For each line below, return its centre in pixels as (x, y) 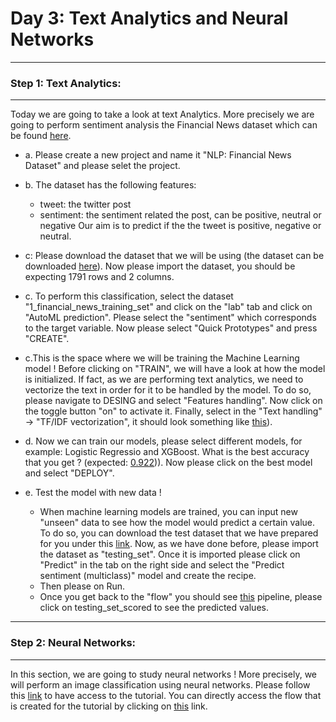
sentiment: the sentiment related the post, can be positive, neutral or (180, 215)
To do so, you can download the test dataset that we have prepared (179, 533)
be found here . (41, 136)
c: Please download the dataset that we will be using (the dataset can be (174, 256)
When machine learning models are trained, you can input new (168, 512)
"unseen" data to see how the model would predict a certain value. (177, 523)
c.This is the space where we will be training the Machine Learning (162, 358)
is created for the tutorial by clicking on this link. (109, 706)
